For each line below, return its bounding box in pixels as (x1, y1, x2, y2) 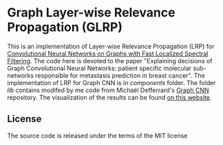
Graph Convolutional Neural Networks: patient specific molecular (7, 64, 192, 72)
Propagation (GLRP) (7, 19, 123, 35)
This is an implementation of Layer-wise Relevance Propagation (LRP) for (7, 42, 215, 50)
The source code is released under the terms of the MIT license (7, 131, 188, 140)
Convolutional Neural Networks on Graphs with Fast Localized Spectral (7, 49, 209, 58)
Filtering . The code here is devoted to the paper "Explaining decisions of (7, 56, 213, 65)
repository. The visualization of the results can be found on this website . (7, 93, 212, 101)
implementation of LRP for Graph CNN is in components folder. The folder (7, 78, 216, 87)
